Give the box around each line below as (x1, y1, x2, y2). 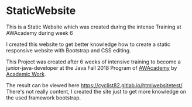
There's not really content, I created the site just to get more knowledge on (6, 88, 186, 95)
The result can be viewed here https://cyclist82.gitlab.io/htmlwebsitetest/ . (6, 81, 184, 88)
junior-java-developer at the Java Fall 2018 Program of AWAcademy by (6, 64, 177, 71)
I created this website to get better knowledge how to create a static (6, 41, 171, 48)
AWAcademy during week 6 (6, 29, 73, 36)
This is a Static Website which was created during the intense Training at (6, 23, 181, 30)
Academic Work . (6, 70, 46, 77)
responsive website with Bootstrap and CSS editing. (6, 47, 131, 53)
